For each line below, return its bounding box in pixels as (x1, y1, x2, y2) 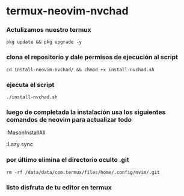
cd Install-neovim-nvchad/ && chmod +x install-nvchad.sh (6, 67, 155, 73)
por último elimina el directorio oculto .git (6, 156, 129, 164)
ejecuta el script (6, 80, 55, 89)
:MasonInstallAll (6, 129, 46, 136)
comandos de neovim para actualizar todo (6, 116, 132, 123)
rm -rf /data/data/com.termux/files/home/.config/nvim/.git (6, 169, 161, 175)
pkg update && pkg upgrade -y (6, 39, 82, 46)
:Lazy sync (6, 141, 33, 148)
